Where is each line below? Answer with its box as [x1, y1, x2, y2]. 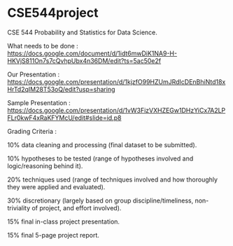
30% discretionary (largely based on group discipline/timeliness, [7, 196, 194, 205]
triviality [7, 203, 31, 212]
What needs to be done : [7, 41, 78, 50]
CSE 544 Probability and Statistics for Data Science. [7, 28, 157, 36]
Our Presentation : [7, 70, 60, 78]
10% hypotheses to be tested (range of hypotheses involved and [7, 154, 194, 163]
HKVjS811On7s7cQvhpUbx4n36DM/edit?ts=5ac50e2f [7, 56, 162, 64]
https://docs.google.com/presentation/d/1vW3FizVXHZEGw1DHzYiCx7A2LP [7, 106, 226, 114]
